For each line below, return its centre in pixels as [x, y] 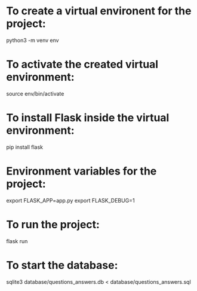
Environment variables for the [81, 171]
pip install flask [25, 147]
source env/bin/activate [35, 93]
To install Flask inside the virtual [88, 118]
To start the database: [62, 265]
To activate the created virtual [82, 65]
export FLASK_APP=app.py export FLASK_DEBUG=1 [71, 200]
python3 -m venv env [33, 40]
